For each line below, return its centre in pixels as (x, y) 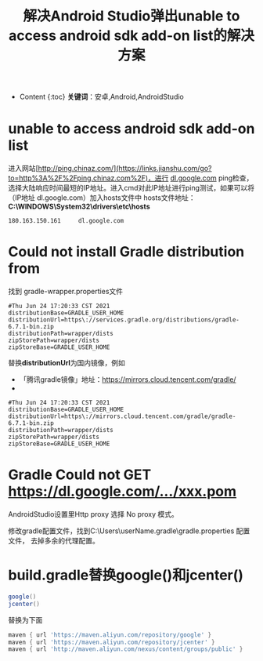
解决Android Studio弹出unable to (131, 16)
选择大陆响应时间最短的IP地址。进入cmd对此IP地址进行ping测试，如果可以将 (131, 188)
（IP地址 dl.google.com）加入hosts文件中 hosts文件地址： (102, 198)
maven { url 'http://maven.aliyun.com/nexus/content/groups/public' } (126, 649)
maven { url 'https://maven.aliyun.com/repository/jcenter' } (112, 642)
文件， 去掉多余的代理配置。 (54, 541)
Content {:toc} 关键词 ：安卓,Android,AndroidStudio (101, 97)
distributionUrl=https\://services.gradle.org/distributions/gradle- (124, 320)
